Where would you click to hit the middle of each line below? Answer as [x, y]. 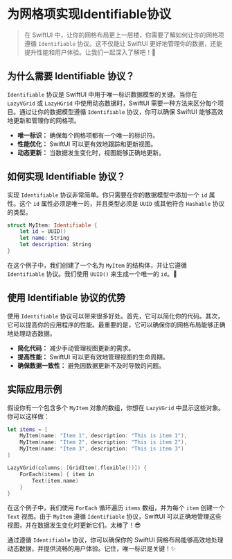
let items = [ [28, 429]
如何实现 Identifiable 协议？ [66, 177]
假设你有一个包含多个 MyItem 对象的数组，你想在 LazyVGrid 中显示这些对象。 [116, 407]
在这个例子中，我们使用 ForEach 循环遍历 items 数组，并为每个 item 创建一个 [116, 508]
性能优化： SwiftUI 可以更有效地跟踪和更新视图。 [87, 144]
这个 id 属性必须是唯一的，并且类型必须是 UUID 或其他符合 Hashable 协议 [122, 203]
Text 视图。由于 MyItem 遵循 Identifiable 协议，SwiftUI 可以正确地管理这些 [114, 517]
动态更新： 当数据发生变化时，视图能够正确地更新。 [91, 152]
